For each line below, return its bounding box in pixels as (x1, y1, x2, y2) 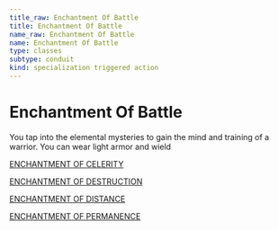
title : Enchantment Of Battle (9, 22, 123, 31)
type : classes (9, 47, 63, 56)
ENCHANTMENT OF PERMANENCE (9, 210, 141, 221)
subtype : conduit (9, 55, 75, 64)
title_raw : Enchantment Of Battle (9, 13, 139, 22)
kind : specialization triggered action (9, 64, 159, 73)
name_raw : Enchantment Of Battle (9, 30, 135, 39)
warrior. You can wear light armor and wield (9, 141, 172, 152)
